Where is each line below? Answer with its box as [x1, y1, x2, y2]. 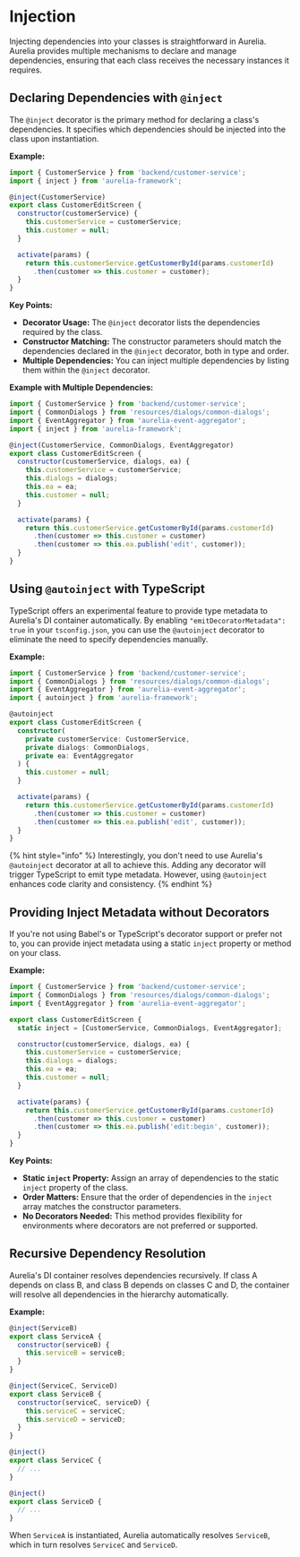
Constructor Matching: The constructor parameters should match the [21, 336, 282, 347]
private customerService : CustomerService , [25, 735, 191, 744]
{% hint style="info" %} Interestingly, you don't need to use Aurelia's [9, 850, 263, 861]
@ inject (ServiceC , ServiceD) [9, 1381, 118, 1390]
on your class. [9, 948, 62, 959]
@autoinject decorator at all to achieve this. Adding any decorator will [9, 860, 267, 871]
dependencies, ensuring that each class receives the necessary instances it [9, 55, 289, 65]
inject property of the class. [21, 1183, 129, 1192]
